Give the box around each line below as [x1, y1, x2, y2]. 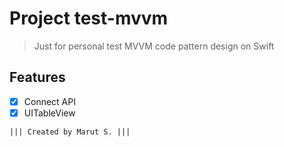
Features [9, 69, 66, 86]
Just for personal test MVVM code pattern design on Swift [33, 40, 275, 52]
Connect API [23, 95, 76, 107]
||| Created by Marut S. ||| [9, 127, 131, 137]
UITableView [23, 107, 76, 119]
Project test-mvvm [9, 7, 169, 30]
